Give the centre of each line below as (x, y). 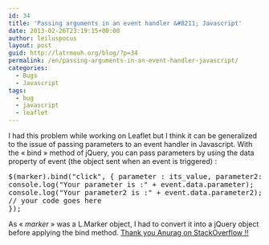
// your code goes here (55, 200)
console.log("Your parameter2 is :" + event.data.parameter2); (135, 192)
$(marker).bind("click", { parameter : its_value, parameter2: (135, 176)
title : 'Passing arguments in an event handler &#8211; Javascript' (125, 23)
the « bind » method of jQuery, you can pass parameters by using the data (131, 153)
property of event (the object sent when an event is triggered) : (113, 161)
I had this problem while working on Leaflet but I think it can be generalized (133, 136)
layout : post (30, 46)
